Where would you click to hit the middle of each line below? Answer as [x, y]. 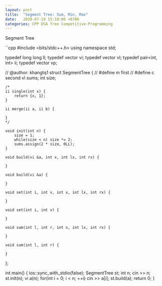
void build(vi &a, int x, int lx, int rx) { [52, 158]
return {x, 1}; [30, 96]
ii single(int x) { [25, 92]
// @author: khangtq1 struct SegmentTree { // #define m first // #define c [80, 73]
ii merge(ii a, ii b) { [30, 109]
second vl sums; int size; [31, 78]
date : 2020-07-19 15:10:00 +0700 [42, 19]
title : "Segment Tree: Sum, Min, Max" [47, 15]
